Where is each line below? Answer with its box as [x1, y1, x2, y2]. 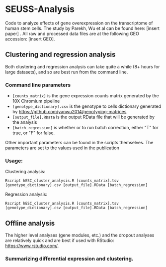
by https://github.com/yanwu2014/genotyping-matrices [12, 109, 127, 115]
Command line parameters [5, 81, 71, 88]
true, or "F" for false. [12, 130, 55, 136]
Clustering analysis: [5, 169, 46, 175]
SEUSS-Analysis [5, 3, 75, 15]
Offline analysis [5, 219, 55, 228]
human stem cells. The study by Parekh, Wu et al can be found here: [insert [5, 25, 160, 31]
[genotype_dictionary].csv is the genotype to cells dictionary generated [12, 103, 162, 109]
